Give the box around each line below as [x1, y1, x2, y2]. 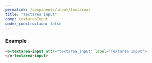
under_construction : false [5, 21, 62, 26]
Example [5, 38, 27, 45]
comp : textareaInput [5, 16, 49, 21]
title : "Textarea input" [5, 12, 57, 17]
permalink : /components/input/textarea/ [5, 7, 91, 12]
